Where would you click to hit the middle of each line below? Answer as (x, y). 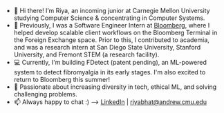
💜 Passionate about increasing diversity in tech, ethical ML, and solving (115, 87)
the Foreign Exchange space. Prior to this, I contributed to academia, (111, 40)
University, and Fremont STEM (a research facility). (86, 54)
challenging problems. (45, 94)
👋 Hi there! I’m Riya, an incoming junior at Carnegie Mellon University (112, 11)
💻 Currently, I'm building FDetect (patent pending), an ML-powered (110, 62)
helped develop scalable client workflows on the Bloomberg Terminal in (115, 32)
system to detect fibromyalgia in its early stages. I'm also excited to (110, 72)
